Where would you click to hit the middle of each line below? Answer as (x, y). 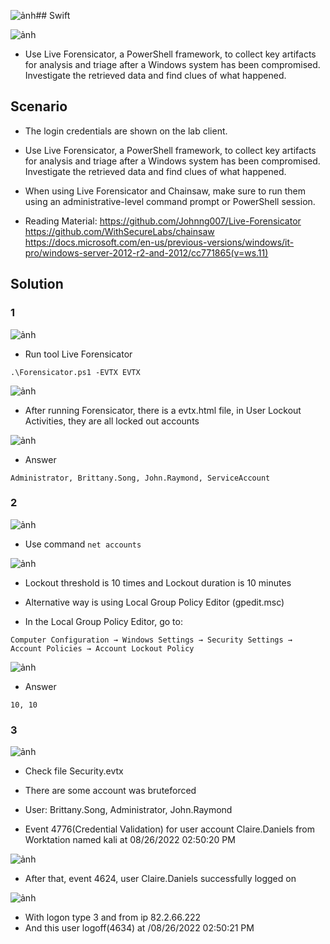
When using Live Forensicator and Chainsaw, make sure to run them (165, 191)
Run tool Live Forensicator (78, 354)
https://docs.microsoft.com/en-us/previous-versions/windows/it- (159, 242)
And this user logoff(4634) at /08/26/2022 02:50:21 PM (139, 928)
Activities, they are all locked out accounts (112, 421)
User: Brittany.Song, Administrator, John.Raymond (128, 810)
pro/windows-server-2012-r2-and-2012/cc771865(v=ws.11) (146, 252)
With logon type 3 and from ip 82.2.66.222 (113, 917)
